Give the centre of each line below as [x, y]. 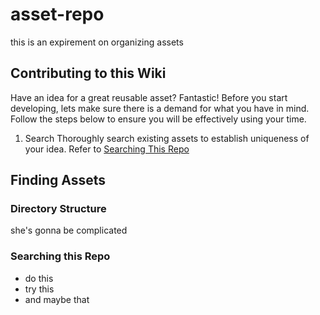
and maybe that [57, 299]
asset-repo [57, 14]
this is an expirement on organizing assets [97, 42]
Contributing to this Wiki [88, 73]
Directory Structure [58, 209]
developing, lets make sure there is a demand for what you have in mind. [160, 108]
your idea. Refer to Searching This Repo [107, 149]
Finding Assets [58, 180]
